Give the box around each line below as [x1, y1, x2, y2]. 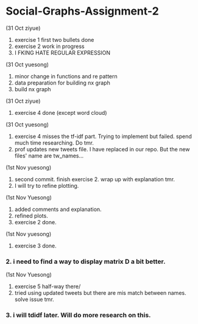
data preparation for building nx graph [14, 79, 110, 86]
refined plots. [14, 212, 48, 219]
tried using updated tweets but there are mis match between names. [14, 289, 186, 297]
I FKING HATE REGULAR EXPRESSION [14, 49, 111, 56]
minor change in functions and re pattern [14, 72, 118, 80]
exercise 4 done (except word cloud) [14, 109, 107, 116]
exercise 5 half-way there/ [14, 283, 81, 290]
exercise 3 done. [14, 242, 57, 249]
